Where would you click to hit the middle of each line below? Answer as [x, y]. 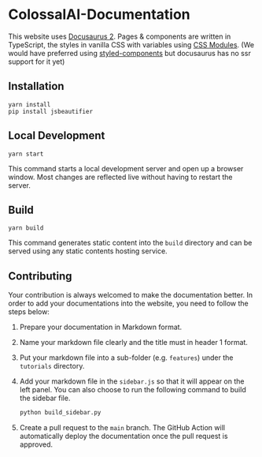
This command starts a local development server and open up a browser [126, 168]
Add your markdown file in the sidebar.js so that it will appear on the [132, 381]
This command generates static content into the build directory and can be [130, 243]
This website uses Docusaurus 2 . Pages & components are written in [120, 36]
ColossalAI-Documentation [99, 15]
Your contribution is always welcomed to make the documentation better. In [131, 295]
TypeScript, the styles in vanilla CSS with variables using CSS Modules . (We [131, 44]
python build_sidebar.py [60, 413]
